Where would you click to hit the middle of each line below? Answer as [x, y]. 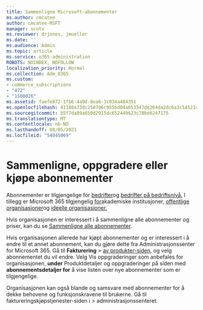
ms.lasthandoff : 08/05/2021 [42, 130]
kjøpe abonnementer [60, 178]
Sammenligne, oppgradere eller [87, 165]
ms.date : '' [21, 40]
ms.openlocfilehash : [32, 107]
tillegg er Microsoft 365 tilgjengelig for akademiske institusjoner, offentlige [98, 201]
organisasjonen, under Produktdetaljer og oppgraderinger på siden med [96, 263]
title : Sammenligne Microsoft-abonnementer [62, 12]
